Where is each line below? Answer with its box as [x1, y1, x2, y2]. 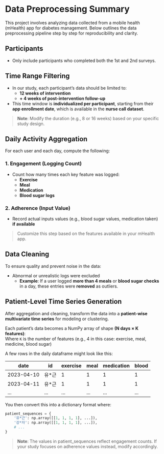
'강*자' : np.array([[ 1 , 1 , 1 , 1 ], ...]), [14, 420, 98, 425]
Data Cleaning [5, 250, 49, 259]
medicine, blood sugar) [5, 341, 52, 347]
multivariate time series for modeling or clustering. [5, 316, 109, 322]
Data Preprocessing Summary [5, 3, 130, 15]
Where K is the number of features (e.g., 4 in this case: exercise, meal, [5, 336, 147, 342]
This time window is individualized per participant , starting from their [12, 100, 154, 106]
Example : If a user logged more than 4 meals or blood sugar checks [19, 278, 160, 284]
